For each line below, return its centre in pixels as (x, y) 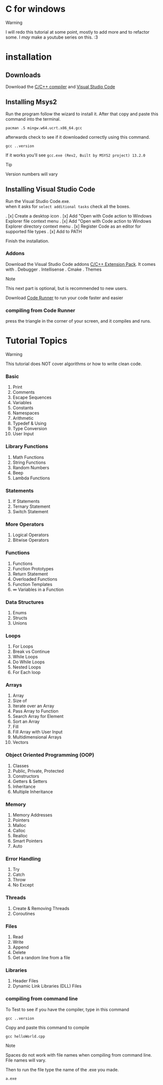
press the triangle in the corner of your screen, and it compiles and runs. (79, 321)
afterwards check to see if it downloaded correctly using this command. (78, 137)
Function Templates (32, 584)
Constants (23, 408)
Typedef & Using (30, 423)
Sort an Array (26, 721)
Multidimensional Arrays (37, 737)
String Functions (29, 462)
